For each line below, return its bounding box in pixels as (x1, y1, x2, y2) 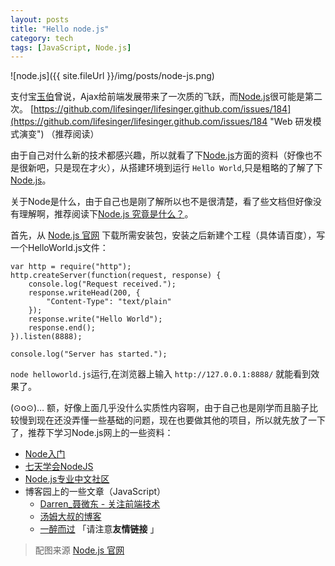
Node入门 (24, 448, 66, 460)
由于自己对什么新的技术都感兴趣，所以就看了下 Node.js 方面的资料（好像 (10, 149, 305, 161)
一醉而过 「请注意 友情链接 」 (39, 523, 160, 535)
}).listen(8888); (10, 332, 83, 342)
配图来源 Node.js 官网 (34, 544, 125, 556)
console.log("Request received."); (28, 279, 177, 290)
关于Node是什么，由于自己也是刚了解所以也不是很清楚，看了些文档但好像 (10, 196, 313, 208)
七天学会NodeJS (24, 461, 94, 473)
